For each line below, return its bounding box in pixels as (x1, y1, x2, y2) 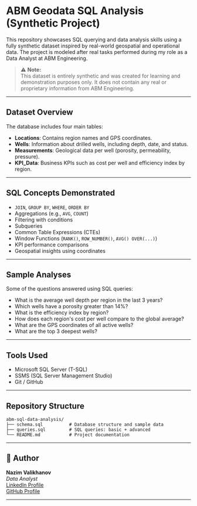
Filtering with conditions (14, 216, 73, 223)
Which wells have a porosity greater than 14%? (14, 303, 128, 310)
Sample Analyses (6, 269, 72, 279)
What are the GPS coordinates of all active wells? (14, 322, 134, 329)
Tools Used (6, 350, 48, 360)
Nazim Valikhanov (6, 468, 52, 476)
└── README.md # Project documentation (6, 432, 130, 438)
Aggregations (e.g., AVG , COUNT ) (14, 210, 89, 217)
